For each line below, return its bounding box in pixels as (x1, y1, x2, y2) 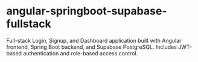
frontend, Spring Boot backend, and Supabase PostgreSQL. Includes (6, 43, 177, 51)
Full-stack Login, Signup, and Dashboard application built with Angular (6, 37, 182, 44)
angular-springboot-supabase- (6, 4, 167, 18)
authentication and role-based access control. (23, 49, 138, 57)
